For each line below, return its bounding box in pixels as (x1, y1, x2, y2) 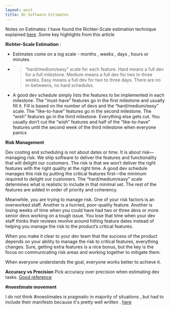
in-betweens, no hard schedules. (25, 82, 95, 88)
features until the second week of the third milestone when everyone (12, 124, 156, 130)
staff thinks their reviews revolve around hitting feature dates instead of (5, 218, 154, 224)
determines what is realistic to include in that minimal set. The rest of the (5, 181, 157, 187)
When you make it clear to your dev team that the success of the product (5, 233, 158, 239)
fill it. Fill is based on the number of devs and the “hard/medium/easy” (12, 102, 159, 109)
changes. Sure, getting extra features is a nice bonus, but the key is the (5, 243, 154, 250)
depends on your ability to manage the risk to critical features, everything (5, 238, 158, 244)
